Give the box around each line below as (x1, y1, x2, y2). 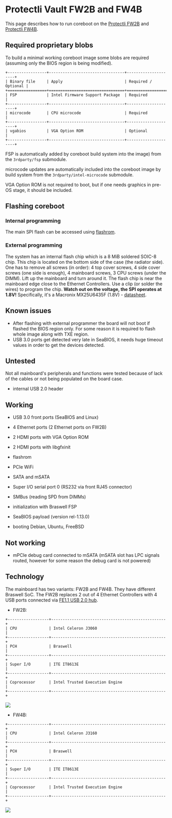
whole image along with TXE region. (12, 331, 89, 337)
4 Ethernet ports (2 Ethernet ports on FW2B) (12, 424, 107, 431)
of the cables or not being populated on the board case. (5, 376, 123, 382)
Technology (5, 572, 45, 581)
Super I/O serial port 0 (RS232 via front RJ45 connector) (12, 484, 132, 490)
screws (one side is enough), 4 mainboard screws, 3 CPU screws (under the (5, 269, 166, 276)
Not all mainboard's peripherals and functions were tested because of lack (5, 371, 163, 377)
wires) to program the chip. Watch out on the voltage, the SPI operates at (5, 286, 162, 292)
